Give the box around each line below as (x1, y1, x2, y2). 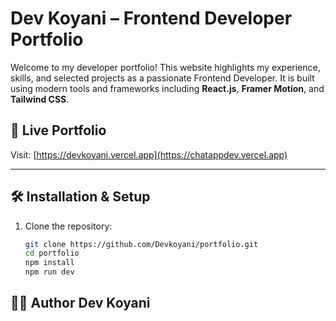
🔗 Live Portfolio (10, 122, 107, 139)
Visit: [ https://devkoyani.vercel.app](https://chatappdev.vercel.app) (10, 148, 288, 161)
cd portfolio (24, 248, 80, 259)
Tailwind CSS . (10, 93, 70, 105)
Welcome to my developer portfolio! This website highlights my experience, (10, 61, 321, 73)
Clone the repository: (24, 220, 113, 232)
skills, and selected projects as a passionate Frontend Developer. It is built (10, 72, 315, 84)
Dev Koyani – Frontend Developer (10, 7, 293, 30)
